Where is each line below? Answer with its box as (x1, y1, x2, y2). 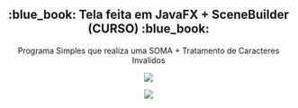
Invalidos (131, 54, 166, 66)
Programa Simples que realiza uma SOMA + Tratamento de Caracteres (17, 45, 280, 56)
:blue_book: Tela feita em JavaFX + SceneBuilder (7, 7, 290, 22)
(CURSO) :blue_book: (87, 22, 210, 37)
